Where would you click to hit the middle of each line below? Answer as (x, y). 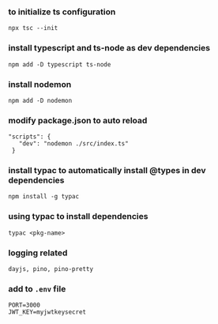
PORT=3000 (24, 305)
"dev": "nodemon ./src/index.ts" (73, 144)
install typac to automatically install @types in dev (107, 171)
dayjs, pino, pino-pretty (51, 269)
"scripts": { (30, 137)
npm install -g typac (44, 197)
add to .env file (37, 289)
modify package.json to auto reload (78, 120)
